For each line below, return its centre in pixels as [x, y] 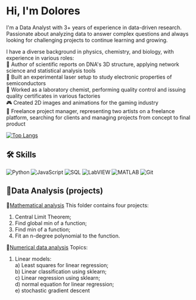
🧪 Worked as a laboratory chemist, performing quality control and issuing [96, 89]
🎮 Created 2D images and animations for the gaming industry [83, 102]
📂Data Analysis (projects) [55, 191]
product [16, 124]
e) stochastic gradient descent [52, 290]
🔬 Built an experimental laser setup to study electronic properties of [89, 77]
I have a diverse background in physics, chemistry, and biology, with [90, 51]
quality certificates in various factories [53, 96]
